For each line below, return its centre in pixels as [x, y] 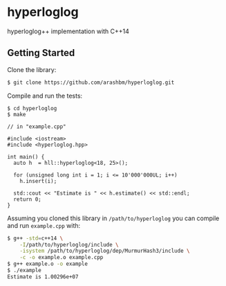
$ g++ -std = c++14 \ [35, 238]
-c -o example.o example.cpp [62, 258]
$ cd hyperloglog [32, 108]
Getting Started [41, 53]
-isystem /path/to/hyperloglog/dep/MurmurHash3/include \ [105, 251]
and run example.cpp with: [44, 225]
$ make [17, 114]
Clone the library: [32, 69]
